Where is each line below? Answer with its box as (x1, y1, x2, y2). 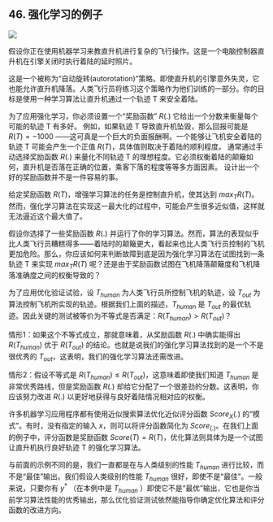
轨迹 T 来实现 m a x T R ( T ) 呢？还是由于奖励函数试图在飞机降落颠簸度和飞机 (8, 259, 253, 271)
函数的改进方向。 (8, 505, 66, 515)
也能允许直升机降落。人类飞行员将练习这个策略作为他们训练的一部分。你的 (8, 84, 258, 94)
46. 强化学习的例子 (8, 7, 103, 22)
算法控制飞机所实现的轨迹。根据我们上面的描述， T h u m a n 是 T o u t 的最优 (8, 299, 245, 311)
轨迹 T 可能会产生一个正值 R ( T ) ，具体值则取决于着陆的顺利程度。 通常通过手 (8, 141, 264, 151)
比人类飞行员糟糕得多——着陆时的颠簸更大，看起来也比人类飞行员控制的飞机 (8, 238, 265, 248)
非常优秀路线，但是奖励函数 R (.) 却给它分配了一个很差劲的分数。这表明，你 (8, 381, 260, 392)
